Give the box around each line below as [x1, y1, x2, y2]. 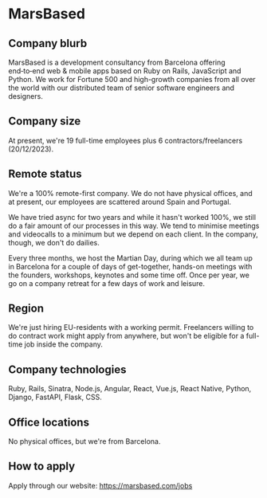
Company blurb [8, 37, 88, 50]
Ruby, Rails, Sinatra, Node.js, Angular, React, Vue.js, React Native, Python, [8, 384, 252, 394]
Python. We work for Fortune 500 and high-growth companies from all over [8, 75, 257, 84]
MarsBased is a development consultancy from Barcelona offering [8, 57, 226, 67]
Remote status [8, 167, 82, 181]
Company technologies [8, 363, 127, 376]
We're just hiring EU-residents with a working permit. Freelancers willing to [8, 323, 254, 332]
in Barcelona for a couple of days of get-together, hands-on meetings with [8, 261, 253, 271]
